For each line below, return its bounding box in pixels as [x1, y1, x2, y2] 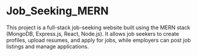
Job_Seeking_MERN [6, 4, 109, 18]
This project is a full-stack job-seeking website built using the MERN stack [6, 24, 190, 31]
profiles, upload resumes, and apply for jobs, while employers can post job [6, 36, 191, 43]
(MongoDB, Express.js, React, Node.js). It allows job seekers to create [6, 30, 179, 37]
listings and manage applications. [6, 43, 89, 50]
